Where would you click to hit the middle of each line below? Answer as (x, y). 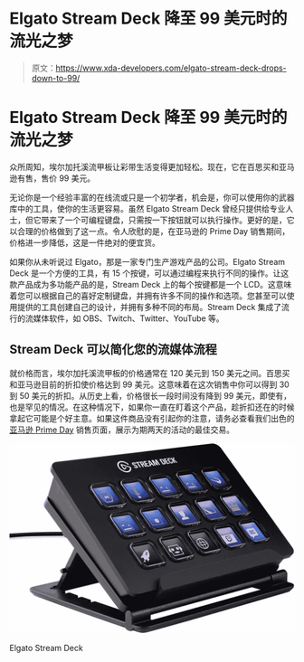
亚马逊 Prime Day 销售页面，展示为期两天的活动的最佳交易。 (122, 430)
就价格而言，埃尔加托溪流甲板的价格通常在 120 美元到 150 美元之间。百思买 (150, 373)
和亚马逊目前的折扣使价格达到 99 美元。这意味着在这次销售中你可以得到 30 (149, 384)
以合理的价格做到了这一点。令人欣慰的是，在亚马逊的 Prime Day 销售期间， (150, 231)
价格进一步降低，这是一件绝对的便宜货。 (85, 242)
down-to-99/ (56, 78)
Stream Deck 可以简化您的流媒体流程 (113, 350)
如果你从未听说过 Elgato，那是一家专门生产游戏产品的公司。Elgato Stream (147, 261)
